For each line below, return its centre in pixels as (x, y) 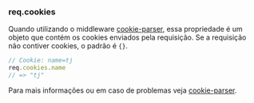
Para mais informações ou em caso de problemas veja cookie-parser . (123, 90)
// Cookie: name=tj (41, 61)
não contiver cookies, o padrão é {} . (68, 46)
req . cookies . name (37, 68)
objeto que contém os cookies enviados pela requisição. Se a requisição (127, 37)
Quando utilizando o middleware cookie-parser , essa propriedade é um (125, 29)
